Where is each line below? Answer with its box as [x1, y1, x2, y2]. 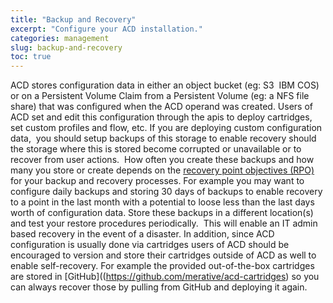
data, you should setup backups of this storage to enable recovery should [10, 132, 317, 145]
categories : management [10, 33, 110, 43]
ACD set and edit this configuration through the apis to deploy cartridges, [10, 111, 313, 123]
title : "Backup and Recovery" [10, 14, 137, 25]
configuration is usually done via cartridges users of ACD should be [10, 239, 290, 251]
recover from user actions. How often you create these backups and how [10, 154, 315, 166]
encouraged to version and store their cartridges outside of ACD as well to [10, 249, 317, 261]
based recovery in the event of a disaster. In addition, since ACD [10, 228, 275, 240]
